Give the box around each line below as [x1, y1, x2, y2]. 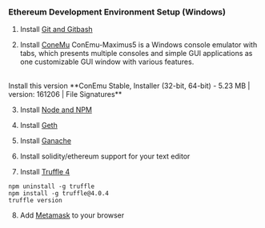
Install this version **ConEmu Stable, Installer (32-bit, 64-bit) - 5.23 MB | [8, 81, 251, 90]
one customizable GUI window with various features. [19, 57, 195, 66]
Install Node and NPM [19, 105, 92, 114]
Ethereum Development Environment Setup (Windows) [8, 6, 227, 18]
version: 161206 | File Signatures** [8, 90, 122, 99]
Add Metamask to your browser [19, 210, 125, 220]
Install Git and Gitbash [19, 25, 94, 34]
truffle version [8, 197, 62, 205]
